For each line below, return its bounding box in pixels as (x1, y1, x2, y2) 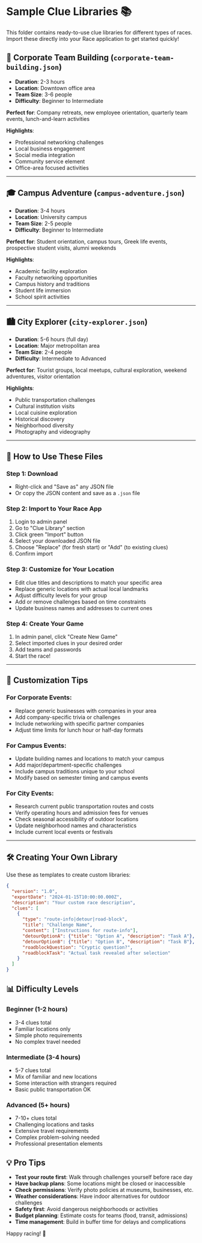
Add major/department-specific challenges (14, 761, 122, 768)
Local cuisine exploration (14, 409, 77, 416)
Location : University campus (14, 213, 87, 220)
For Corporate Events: (6, 693, 72, 702)
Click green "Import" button (14, 531, 84, 538)
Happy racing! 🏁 (6, 1230, 46, 1237)
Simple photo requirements (14, 1031, 82, 1038)
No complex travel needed (14, 1038, 81, 1045)
